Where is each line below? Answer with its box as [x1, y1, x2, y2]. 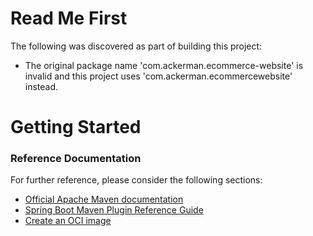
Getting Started [10, 116, 142, 139]
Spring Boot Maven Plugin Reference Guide [24, 204, 204, 216]
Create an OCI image [24, 215, 112, 227]
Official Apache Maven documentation [24, 193, 184, 206]
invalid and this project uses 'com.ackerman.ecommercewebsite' [24, 70, 293, 82]
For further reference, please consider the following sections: [10, 174, 263, 186]
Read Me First [10, 7, 128, 30]
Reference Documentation [10, 152, 142, 166]
